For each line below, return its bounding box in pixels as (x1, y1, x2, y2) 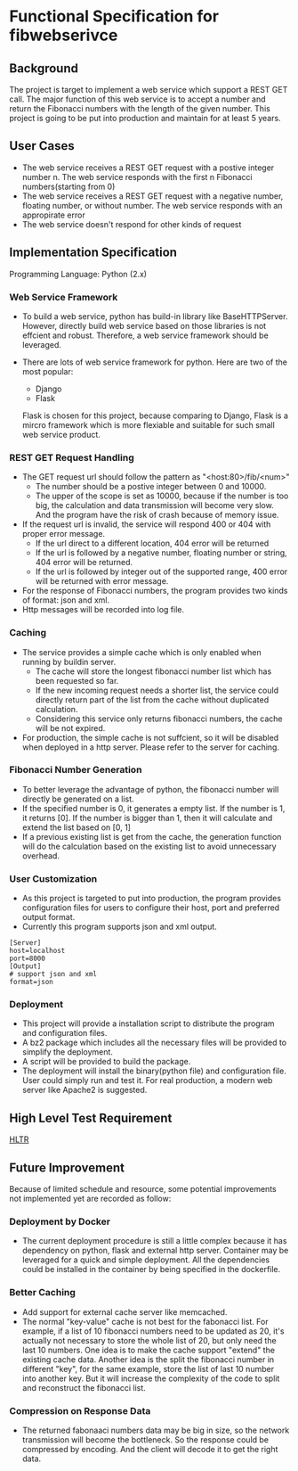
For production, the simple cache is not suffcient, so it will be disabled (21, 732, 279, 743)
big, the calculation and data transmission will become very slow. (35, 500, 274, 511)
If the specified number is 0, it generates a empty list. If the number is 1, (21, 802, 286, 813)
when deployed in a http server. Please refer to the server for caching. (21, 742, 280, 752)
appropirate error (21, 210, 86, 220)
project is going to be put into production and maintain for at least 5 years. (9, 113, 282, 123)
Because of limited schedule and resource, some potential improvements (9, 1184, 278, 1195)
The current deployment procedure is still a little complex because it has (21, 1236, 287, 1246)
